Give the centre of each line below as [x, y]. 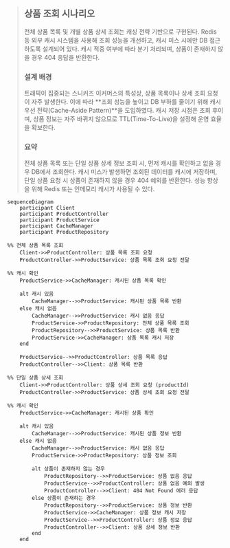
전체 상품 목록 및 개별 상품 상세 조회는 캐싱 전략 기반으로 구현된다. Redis [120, 32]
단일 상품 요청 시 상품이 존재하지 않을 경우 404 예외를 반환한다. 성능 [115, 180]
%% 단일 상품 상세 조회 [35, 378]
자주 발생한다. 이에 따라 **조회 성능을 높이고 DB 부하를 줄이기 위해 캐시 [126, 102]
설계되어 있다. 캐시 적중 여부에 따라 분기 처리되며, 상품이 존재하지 [129, 49]
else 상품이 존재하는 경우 [64, 498]
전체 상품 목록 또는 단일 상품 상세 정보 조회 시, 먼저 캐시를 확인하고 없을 [119, 163]
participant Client [47, 208]
